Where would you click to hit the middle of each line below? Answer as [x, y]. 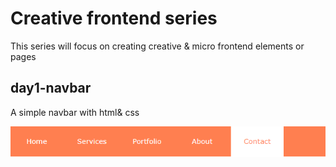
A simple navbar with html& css [75, 112]
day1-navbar [51, 88]
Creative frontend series [114, 18]
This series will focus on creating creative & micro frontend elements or [157, 46]
